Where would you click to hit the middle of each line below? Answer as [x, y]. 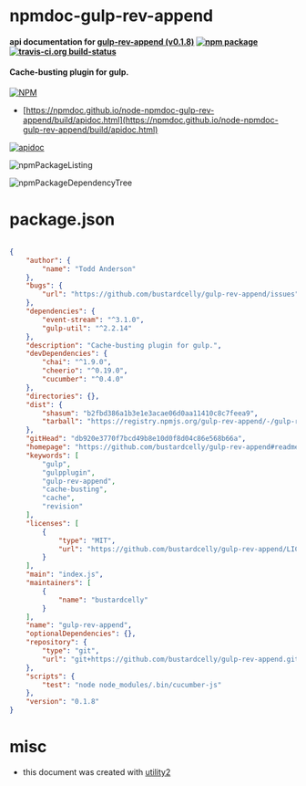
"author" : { [48, 260]
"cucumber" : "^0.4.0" [83, 380]
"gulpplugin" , [69, 472]
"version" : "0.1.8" [63, 702]
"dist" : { [45, 404]
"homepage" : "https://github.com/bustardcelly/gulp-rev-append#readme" [164, 447]
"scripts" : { [51, 676]
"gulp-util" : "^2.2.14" [87, 328]
